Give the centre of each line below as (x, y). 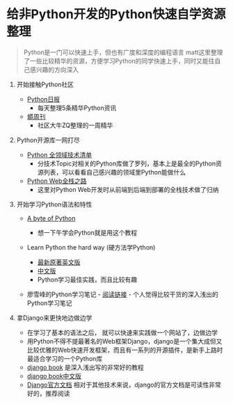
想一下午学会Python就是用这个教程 (87, 232)
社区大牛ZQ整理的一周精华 (75, 125)
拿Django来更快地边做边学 (54, 318)
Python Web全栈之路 (57, 181)
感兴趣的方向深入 (54, 70)
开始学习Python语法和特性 (54, 204)
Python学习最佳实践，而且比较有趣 (87, 280)
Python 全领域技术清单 (59, 154)
